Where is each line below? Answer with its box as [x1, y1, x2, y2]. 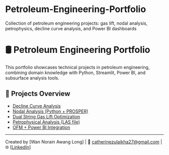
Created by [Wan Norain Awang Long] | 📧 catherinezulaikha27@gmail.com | [5, 138, 162, 144]
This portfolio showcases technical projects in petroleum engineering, [5, 64, 150, 70]
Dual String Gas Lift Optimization [12, 113, 80, 119]
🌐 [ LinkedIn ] [5, 144, 31, 150]
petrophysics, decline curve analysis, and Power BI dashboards [5, 25, 137, 31]
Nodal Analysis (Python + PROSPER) [12, 108, 89, 114]
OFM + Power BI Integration [12, 124, 70, 130]
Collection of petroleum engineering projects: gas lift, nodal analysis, [5, 20, 148, 26]
